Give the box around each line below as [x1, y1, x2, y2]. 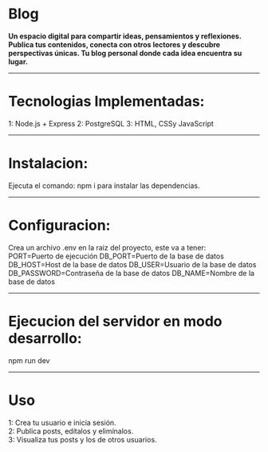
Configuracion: [8, 217, 111, 234]
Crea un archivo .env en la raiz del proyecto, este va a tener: [8, 242, 207, 252]
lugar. [8, 57, 28, 66]
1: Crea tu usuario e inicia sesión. [8, 418, 117, 427]
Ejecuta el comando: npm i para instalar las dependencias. [8, 181, 200, 190]
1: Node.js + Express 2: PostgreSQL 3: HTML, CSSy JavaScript [8, 118, 214, 128]
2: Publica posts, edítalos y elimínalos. [8, 426, 134, 436]
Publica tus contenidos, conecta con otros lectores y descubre [8, 39, 221, 49]
